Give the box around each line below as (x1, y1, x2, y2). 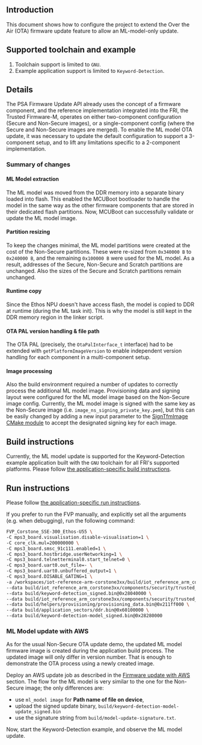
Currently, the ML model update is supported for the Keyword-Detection (6, 453, 185, 460)
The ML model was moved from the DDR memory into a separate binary (6, 189, 185, 196)
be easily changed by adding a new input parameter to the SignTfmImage (6, 413, 188, 420)
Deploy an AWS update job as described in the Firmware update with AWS (6, 671, 191, 679)
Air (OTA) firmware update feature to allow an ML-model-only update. (6, 27, 179, 34)
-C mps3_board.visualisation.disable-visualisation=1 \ (6, 534, 149, 540)
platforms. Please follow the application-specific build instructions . (6, 465, 172, 473)
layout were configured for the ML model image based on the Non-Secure (6, 394, 190, 401)
